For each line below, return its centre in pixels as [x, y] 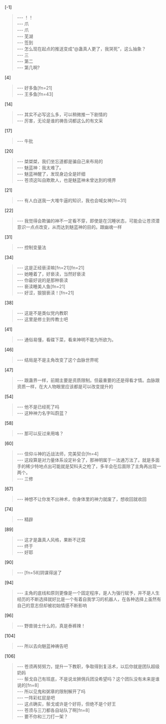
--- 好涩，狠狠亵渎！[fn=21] [45, 293]
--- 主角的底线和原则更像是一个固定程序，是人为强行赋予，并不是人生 [88, 593]
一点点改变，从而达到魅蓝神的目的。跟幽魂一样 [74, 227]
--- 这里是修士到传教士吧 [42, 319]
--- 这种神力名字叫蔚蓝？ [42, 413]
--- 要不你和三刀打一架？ [42, 716]
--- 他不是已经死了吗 [38, 407]
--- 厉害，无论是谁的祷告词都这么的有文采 [60, 121]
